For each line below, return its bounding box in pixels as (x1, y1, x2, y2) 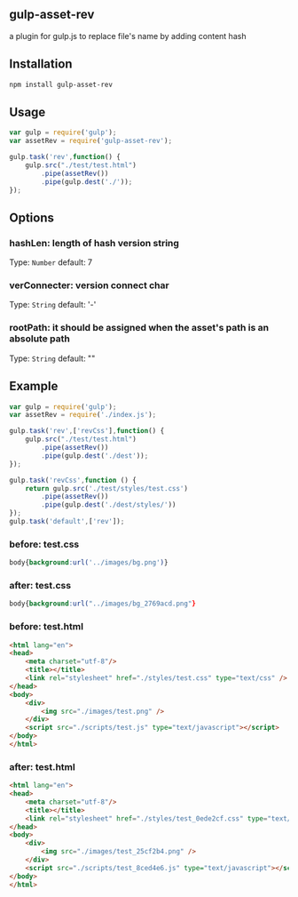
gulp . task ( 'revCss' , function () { (9, 476, 137, 485)
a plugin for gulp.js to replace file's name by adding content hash (9, 30, 247, 41)
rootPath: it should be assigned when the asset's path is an (9, 322, 269, 334)
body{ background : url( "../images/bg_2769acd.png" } (9, 599, 197, 608)
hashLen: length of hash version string (9, 236, 180, 249)
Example (9, 379, 59, 394)
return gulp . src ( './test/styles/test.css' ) (25, 484, 189, 493)
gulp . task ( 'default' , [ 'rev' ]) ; (9, 517, 125, 526)
